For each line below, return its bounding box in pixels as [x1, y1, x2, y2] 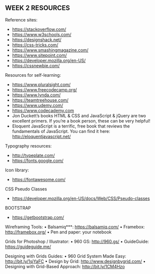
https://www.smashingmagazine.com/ [12, 47, 88, 53]
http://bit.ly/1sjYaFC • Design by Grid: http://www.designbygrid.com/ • [5, 258, 146, 264]
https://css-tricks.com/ [12, 42, 58, 48]
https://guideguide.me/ [5, 244, 52, 250]
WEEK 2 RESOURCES [5, 4, 70, 12]
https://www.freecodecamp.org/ [12, 86, 77, 92]
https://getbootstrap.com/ [12, 214, 64, 220]
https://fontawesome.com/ [12, 176, 66, 182]
